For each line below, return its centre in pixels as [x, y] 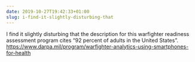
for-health [19, 53]
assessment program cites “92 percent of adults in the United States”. [92, 40]
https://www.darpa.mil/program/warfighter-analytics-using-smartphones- [97, 46]
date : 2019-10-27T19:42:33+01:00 [48, 12]
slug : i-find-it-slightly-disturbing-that [60, 17]
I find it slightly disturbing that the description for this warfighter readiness [98, 34]
